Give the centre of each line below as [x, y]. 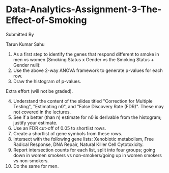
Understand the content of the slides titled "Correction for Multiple [83, 101]
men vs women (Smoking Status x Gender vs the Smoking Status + [83, 59]
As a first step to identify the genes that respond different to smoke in [86, 54]
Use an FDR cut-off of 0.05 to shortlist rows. [60, 128]
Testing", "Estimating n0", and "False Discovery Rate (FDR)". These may [89, 106]
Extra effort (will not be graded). [39, 91]
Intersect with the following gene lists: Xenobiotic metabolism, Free [83, 139]
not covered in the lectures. [42, 112]
